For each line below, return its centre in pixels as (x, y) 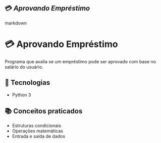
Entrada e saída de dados (39, 136)
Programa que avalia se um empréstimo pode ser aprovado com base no (80, 61)
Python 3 (21, 95)
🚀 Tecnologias (28, 83)
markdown (16, 23)
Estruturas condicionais (37, 126)
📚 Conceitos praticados (44, 111)
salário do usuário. (24, 67)
